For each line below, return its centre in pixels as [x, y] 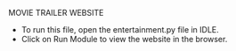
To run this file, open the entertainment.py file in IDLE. [120, 29]
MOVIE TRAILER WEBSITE [56, 13]
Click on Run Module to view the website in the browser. [124, 39]
